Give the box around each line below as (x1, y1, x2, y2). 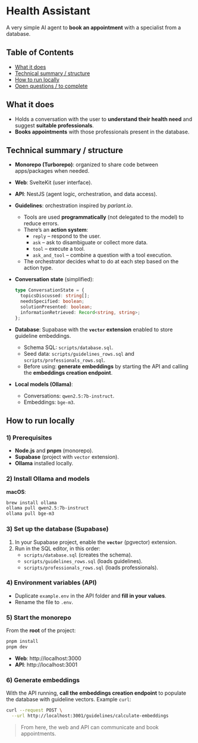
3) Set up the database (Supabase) (6, 525, 109, 533)
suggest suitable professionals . (14, 122, 94, 129)
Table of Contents (6, 48, 74, 58)
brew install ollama (6, 499, 58, 506)
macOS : (6, 488, 27, 495)
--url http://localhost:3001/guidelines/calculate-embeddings (11, 713, 169, 719)
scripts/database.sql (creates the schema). (23, 551, 133, 558)
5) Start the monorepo (6, 613, 71, 621)
